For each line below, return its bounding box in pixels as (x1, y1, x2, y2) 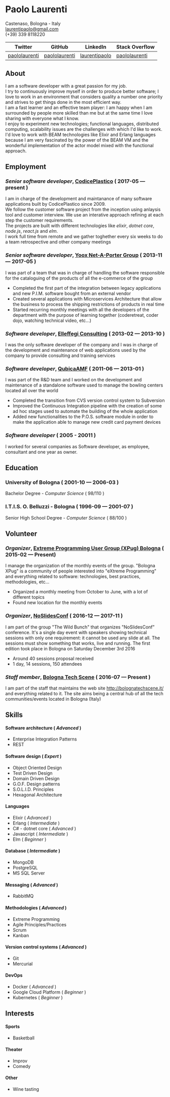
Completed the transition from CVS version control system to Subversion (12, 397, 165, 403)
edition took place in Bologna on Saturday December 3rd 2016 (5, 645, 135, 651)
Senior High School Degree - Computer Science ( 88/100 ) (5, 514, 127, 520)
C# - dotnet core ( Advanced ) (12, 825, 76, 831)
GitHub (50, 43, 69, 50)
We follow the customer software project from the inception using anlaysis (5, 206, 161, 212)
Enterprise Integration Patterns (12, 736, 77, 742)
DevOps (5, 972, 23, 978)
